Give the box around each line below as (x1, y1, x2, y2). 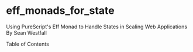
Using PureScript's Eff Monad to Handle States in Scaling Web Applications (6, 23, 188, 30)
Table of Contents (6, 40, 50, 47)
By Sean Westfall (6, 29, 47, 36)
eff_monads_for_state (6, 4, 115, 17)
